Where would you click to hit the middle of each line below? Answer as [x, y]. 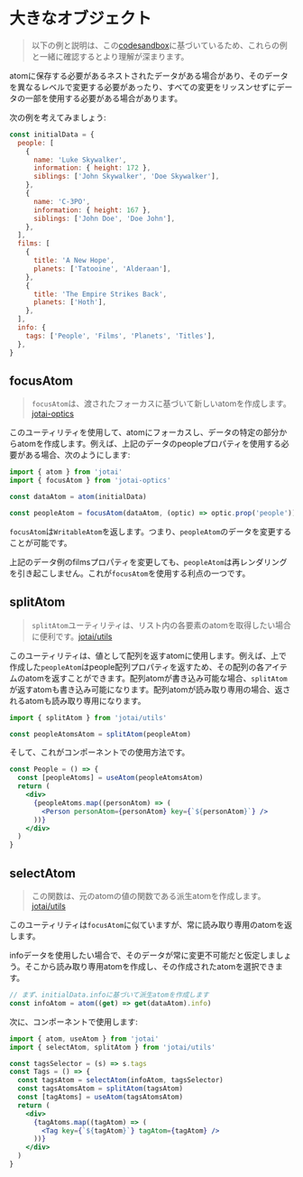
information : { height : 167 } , [92, 210]
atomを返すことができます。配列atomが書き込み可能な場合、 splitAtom [156, 678]
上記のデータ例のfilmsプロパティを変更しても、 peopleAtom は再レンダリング [148, 561]
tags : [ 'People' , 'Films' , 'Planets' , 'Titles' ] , [121, 336]
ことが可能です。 [41, 542]
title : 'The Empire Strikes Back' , [100, 294]
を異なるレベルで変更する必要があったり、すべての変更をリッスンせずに [143, 87]
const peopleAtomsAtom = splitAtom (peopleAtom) [101, 734]
